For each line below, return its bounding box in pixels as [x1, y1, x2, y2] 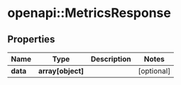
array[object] [38, 66, 84, 76]
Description [91, 55, 131, 64]
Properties [7, 33, 55, 45]
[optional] [138, 66, 171, 76]
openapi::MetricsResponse [7, 5, 172, 21]
